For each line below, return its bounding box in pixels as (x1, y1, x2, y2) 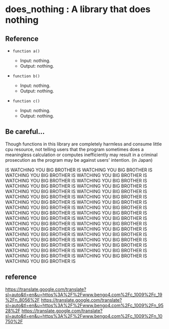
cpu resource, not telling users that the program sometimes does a (5, 146, 144, 152)
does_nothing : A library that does (5, 4, 151, 15)
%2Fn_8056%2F (5, 297, 40, 303)
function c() (12, 99, 40, 104)
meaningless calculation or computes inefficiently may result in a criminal (5, 152, 158, 158)
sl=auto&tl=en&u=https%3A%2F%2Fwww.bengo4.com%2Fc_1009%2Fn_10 (5, 313, 163, 319)
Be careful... (5, 127, 45, 136)
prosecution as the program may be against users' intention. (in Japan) (5, 157, 153, 163)
